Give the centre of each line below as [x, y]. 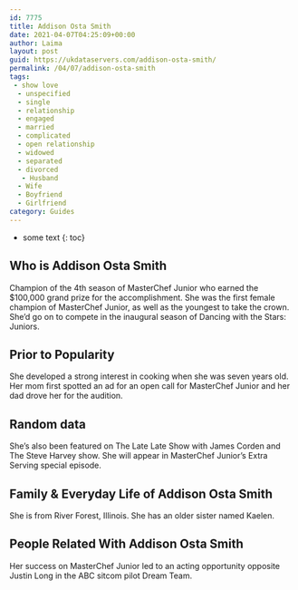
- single [34, 102]
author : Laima [36, 43]
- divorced [38, 169]
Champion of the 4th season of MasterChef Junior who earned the [134, 287]
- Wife [30, 187]
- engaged [36, 119]
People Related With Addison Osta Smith [127, 544]
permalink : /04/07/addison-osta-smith [82, 69]
